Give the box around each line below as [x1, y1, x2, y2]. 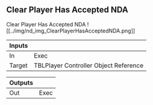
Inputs [9, 41, 28, 50]
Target [9, 61, 28, 70]
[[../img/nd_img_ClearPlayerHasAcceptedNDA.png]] [6, 27, 136, 34]
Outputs [9, 78, 33, 86]
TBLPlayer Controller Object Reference [34, 61, 144, 70]
